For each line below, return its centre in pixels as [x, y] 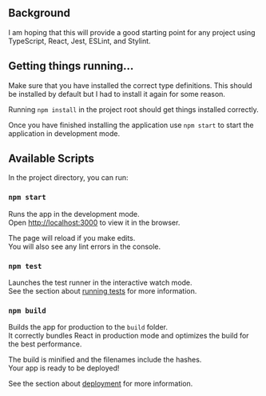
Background [39, 13]
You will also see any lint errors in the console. [85, 246]
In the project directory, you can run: [68, 178]
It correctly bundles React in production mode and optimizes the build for [129, 336]
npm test [25, 266]
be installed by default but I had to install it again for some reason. [117, 94]
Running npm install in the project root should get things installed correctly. [134, 109]
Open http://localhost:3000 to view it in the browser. [94, 222]
